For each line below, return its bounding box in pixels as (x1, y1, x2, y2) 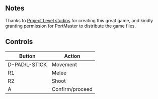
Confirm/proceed (52, 85, 93, 92)
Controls (5, 37, 33, 46)
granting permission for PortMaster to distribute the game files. (5, 23, 136, 29)
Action (64, 53, 81, 60)
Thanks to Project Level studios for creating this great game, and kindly (5, 17, 153, 23)
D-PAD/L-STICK (8, 61, 47, 68)
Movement (52, 61, 77, 68)
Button (19, 53, 36, 60)
